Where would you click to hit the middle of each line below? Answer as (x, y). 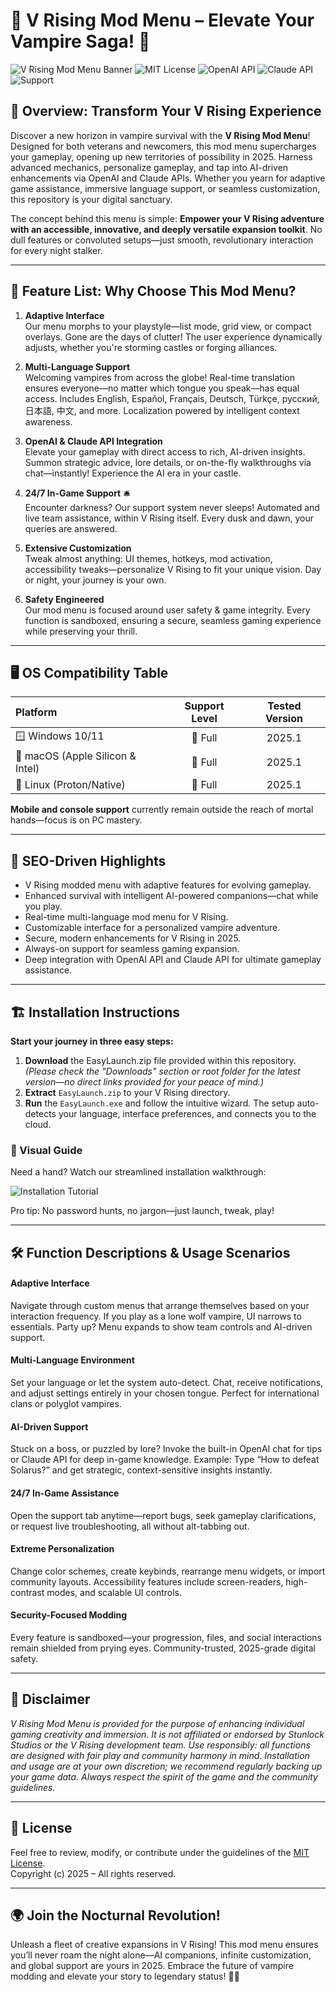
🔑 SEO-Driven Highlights (88, 860)
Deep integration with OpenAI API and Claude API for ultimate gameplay (173, 960)
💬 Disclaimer (50, 1699)
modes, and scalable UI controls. (114, 1592)
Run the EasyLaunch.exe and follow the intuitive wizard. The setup (159, 1103)
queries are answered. (71, 528)
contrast (27, 1592)
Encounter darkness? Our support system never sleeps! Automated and (172, 507)
